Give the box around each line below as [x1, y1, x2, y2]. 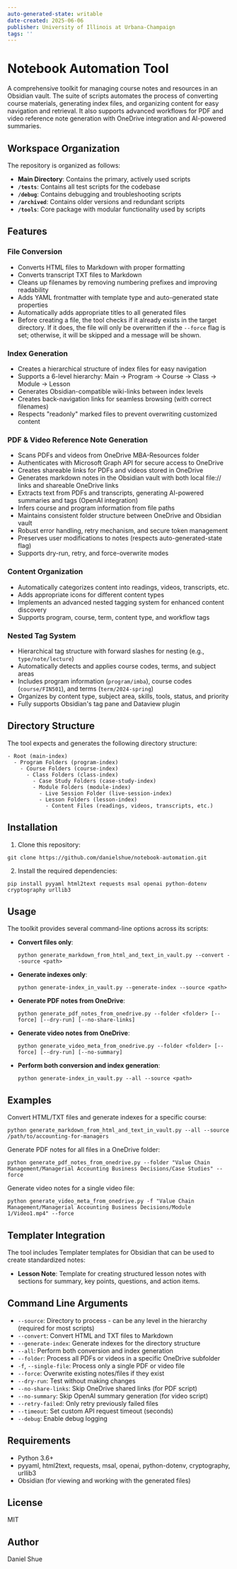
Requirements [7, 1435, 71, 1447]
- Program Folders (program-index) [13, 759, 119, 766]
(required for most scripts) [17, 1324, 95, 1332]
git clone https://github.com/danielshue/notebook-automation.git [7, 854, 207, 861]
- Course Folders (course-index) [20, 765, 119, 772]
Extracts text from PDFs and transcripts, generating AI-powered [17, 488, 204, 497]
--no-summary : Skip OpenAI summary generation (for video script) [17, 1391, 209, 1400]
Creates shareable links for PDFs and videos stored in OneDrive [17, 466, 204, 475]
